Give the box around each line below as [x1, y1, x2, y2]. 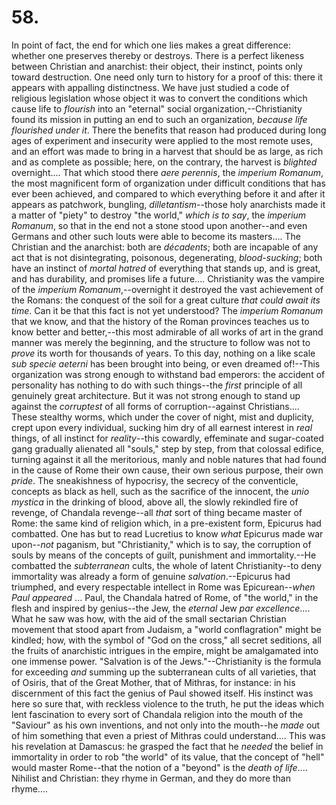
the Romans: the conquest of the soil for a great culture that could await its [11, 294, 321, 306]
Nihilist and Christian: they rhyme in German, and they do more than [11, 772, 292, 784]
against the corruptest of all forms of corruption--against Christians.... [11, 400, 300, 412]
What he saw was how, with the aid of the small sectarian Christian [11, 612, 287, 625]
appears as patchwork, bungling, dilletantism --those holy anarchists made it [11, 198, 326, 210]
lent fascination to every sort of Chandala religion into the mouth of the [11, 708, 304, 720]
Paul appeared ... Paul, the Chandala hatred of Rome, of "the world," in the [11, 591, 319, 603]
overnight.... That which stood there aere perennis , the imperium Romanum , [11, 166, 324, 178]
